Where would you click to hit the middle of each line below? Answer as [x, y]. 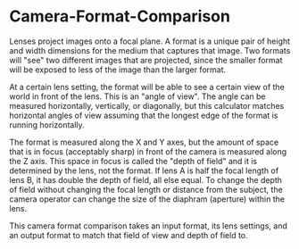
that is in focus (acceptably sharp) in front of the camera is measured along [148, 151]
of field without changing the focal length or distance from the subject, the [146, 189]
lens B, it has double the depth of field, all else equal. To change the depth [146, 179]
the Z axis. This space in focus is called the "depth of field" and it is [133, 161]
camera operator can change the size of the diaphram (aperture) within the [147, 199]
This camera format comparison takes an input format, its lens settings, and [148, 226]
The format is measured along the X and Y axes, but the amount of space [144, 142]
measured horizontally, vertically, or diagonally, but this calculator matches [147, 105]
